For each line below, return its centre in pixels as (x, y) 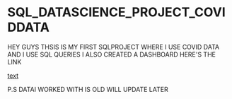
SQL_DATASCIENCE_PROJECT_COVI (117, 12)
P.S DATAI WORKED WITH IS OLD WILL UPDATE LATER (88, 89)
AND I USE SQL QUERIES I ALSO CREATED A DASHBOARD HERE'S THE (111, 54)
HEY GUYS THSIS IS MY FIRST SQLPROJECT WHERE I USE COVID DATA (114, 47)
